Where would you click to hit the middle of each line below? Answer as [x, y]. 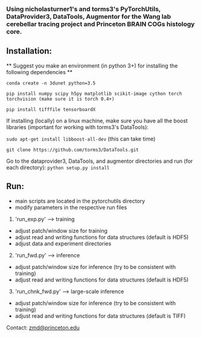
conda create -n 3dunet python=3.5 [51, 83]
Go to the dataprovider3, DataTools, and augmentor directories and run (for [100, 161]
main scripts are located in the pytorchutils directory [80, 201]
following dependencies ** [40, 72]
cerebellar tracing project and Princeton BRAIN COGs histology [101, 24]
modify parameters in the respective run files [71, 207]
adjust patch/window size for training [61, 230]
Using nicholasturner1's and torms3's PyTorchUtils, [84, 9]
